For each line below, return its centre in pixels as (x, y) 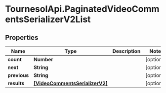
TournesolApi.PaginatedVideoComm (82, 9)
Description (126, 51)
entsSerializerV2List (48, 19)
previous (18, 75)
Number (43, 59)
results (16, 83)
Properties (22, 37)
